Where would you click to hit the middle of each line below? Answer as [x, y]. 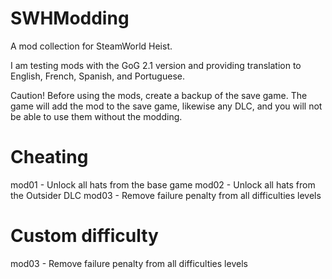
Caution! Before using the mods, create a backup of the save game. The [159, 95]
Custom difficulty [84, 236]
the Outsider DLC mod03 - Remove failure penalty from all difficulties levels [166, 195]
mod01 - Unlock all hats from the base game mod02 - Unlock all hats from [163, 184]
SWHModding [70, 18]
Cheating [49, 157]
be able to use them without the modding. [96, 116]
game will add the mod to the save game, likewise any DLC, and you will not [166, 106]
